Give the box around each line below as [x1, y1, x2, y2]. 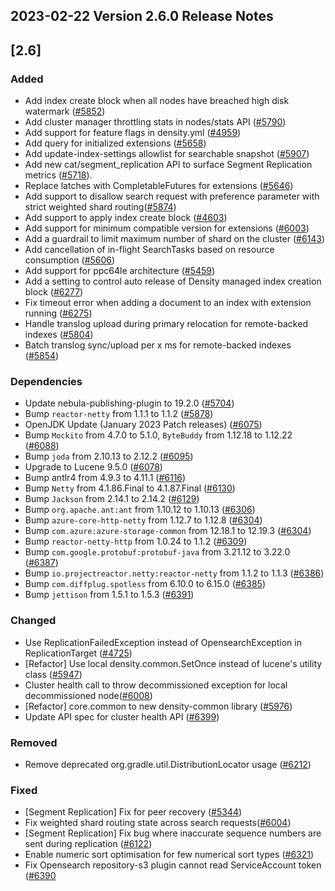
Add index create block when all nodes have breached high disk [24, 95, 290, 107]
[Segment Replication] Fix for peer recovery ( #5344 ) [24, 806, 243, 818]
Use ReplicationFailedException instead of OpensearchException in [24, 636, 302, 648]
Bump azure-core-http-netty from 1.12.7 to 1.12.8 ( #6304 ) [24, 514, 263, 526]
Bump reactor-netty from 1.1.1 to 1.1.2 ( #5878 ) [24, 408, 214, 420]
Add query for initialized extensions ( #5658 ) [24, 137, 207, 149]
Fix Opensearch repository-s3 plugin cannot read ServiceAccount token [24, 859, 322, 871]
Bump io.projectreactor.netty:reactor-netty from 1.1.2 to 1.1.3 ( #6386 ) [24, 567, 325, 579]
